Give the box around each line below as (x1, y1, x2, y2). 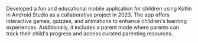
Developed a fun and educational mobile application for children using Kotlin (6, 5, 192, 12)
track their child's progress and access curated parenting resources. (6, 30, 173, 37)
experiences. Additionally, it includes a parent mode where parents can (6, 24, 179, 31)
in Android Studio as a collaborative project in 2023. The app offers (6, 11, 170, 18)
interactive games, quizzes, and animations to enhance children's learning (6, 18, 187, 24)
